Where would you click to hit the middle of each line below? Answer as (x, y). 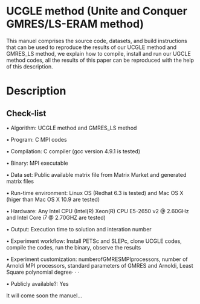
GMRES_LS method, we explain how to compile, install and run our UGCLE (99, 53)
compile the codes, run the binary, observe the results (74, 247)
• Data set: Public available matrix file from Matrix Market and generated (96, 174)
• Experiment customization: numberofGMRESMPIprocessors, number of (97, 259)
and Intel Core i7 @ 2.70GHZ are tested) (56, 217)
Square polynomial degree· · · (43, 272)
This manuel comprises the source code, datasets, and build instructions (97, 41)
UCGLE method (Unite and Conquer (97, 11)
